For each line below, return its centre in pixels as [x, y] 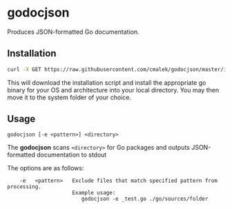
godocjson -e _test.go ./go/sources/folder [145, 199]
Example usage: [94, 193]
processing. [24, 187]
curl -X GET [24, 69]
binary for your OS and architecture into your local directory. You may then [113, 90]
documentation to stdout [72, 155]
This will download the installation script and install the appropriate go [107, 82]
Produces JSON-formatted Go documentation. [73, 32]
